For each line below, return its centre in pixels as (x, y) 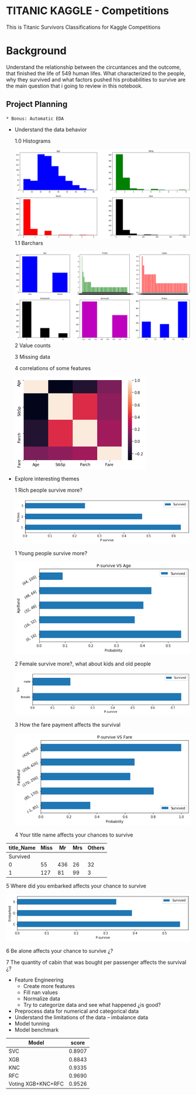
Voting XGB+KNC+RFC (36, 1084)
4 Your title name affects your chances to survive (74, 835)
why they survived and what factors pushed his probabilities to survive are (96, 79)
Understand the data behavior (51, 129)
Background (36, 51)
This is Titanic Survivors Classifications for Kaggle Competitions (83, 27)
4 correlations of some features (53, 368)
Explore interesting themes (47, 479)
